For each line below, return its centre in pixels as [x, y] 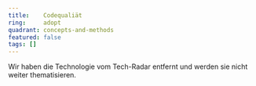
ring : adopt [35, 23]
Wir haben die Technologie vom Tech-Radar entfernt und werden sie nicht [128, 66]
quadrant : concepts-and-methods [61, 30]
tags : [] [22, 45]
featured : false [35, 37]
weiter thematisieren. [42, 75]
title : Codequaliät [45, 15]
